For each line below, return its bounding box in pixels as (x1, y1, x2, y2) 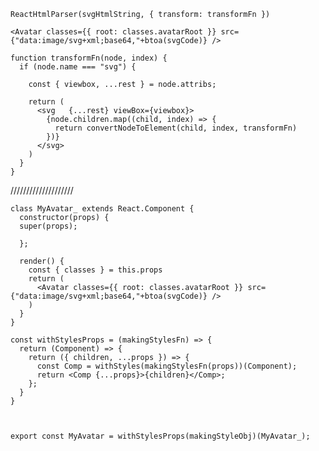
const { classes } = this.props (28, 265, 163, 275)
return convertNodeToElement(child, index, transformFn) (54, 123, 298, 133)
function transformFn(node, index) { (10, 53, 168, 63)
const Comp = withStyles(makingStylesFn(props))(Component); (36, 361, 298, 371)
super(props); (19, 221, 78, 231)
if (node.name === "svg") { (19, 62, 137, 72)
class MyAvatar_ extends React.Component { (10, 204, 195, 214)
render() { (19, 256, 65, 266)
